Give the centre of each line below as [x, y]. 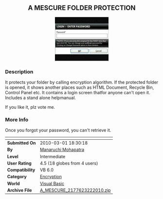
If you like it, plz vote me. [30, 107]
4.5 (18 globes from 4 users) [69, 163]
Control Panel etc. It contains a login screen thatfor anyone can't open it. [78, 93]
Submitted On [21, 143]
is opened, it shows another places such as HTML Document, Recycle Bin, [80, 87]
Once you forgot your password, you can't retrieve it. [58, 130]
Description [19, 71]
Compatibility [21, 170]
